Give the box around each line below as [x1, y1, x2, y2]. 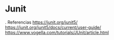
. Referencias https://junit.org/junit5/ [5, 19, 78, 25]
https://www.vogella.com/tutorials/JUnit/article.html [5, 29, 109, 35]
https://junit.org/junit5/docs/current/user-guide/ [5, 24, 101, 30]
